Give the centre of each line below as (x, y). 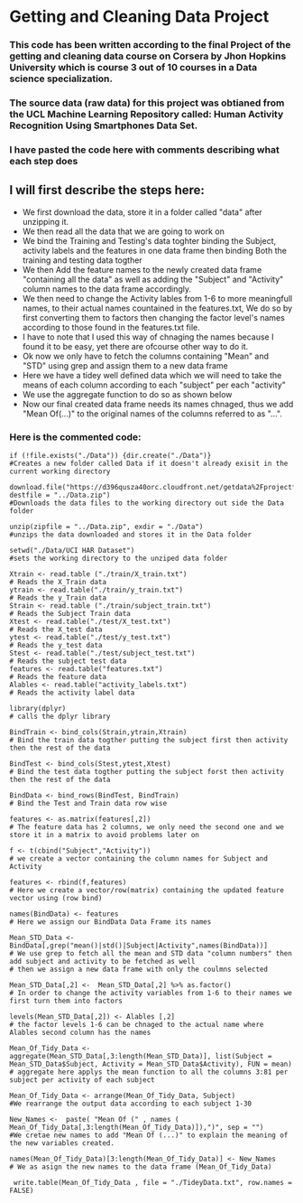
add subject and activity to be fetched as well (102, 962)
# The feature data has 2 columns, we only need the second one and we (147, 827)
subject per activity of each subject (82, 1080)
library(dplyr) (38, 709)
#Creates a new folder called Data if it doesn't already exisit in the (149, 464)
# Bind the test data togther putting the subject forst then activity (147, 772)
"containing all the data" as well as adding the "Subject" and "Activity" (153, 279)
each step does (44, 161)
